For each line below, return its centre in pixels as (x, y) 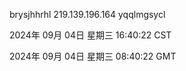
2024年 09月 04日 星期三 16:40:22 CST (90, 35)
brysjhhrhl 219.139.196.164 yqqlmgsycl (87, 14)
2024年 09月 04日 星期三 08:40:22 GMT (93, 56)
